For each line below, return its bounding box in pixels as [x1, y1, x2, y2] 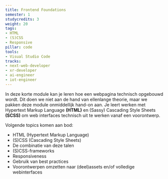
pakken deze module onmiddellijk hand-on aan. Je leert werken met [5, 101, 146, 108]
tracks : [5, 59, 22, 64]
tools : [5, 49, 19, 54]
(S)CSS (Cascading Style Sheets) [12, 137, 82, 143]
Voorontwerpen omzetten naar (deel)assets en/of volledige [12, 163, 135, 169]
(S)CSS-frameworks [12, 147, 55, 153]
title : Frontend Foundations [5, 7, 66, 13]
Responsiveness [12, 153, 47, 159]
